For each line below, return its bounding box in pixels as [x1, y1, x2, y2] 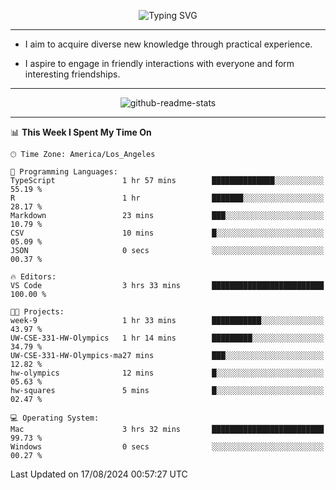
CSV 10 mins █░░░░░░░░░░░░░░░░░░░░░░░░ [10, 228, 325, 238]
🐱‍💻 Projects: [10, 307, 65, 317]
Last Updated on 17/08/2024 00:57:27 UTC [10, 468, 188, 480]
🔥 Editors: [10, 272, 57, 282]
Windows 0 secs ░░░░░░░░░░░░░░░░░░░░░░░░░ [10, 442, 325, 452]
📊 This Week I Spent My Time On [10, 126, 152, 138]
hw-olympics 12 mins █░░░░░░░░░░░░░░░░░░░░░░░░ [10, 368, 325, 378]
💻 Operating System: [10, 413, 100, 423]
